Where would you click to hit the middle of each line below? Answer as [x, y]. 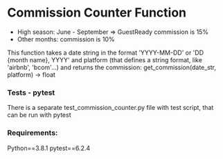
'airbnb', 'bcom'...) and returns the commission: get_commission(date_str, [112, 67]
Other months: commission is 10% [66, 39]
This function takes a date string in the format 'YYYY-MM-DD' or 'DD [106, 53]
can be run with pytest [39, 115]
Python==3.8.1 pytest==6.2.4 [49, 148]
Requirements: [33, 133]
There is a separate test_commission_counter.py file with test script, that [110, 108]
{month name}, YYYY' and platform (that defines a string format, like [105, 59]
